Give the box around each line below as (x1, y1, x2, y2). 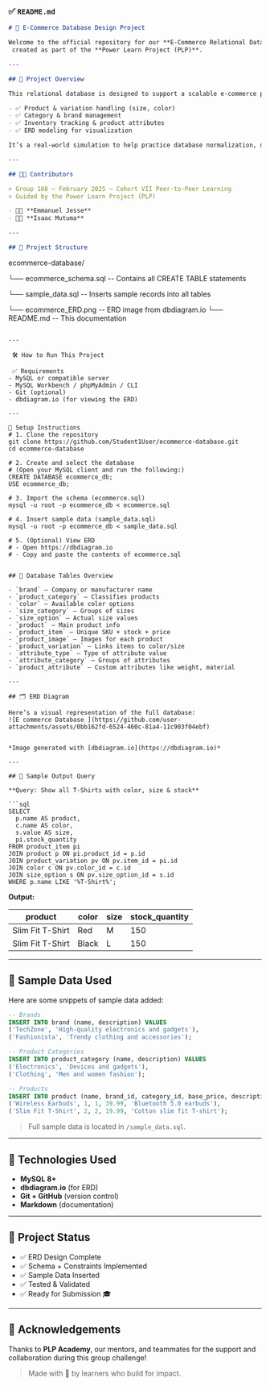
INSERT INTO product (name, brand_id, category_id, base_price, (8, 1092, 228, 1101)
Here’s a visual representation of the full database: (8, 708, 196, 716)
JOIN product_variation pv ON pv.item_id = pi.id (8, 857, 178, 865)
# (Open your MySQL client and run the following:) (8, 466, 185, 474)
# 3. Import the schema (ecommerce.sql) (8, 494, 146, 502)
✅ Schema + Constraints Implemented (19, 1261, 147, 1271)
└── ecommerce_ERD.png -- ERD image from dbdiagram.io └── (8, 305, 223, 314)
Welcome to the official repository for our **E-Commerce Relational (8, 39, 247, 47)
